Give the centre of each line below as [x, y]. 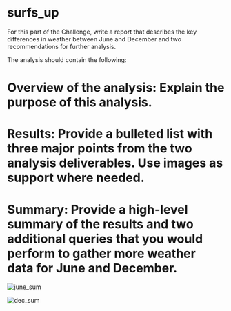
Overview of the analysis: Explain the [116, 88]
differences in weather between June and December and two [94, 39]
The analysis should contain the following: [67, 59]
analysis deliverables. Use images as [115, 163]
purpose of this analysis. [80, 102]
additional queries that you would [105, 239]
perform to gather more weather [102, 253]
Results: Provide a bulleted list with [110, 134]
